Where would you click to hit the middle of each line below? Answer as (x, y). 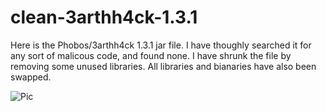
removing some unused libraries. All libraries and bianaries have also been (163, 66)
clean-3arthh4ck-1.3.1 (104, 17)
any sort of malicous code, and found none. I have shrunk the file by (151, 55)
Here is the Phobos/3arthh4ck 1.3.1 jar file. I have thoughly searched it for (161, 45)
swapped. (31, 77)
